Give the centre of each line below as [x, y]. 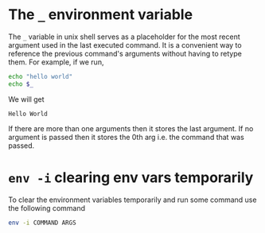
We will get [27, 99]
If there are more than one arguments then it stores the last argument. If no [131, 128]
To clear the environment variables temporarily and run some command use [132, 200]
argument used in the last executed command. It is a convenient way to [125, 45]
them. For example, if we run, [56, 62]
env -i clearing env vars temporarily [131, 177]
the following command [47, 208]
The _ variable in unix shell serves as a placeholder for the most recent [124, 37]
